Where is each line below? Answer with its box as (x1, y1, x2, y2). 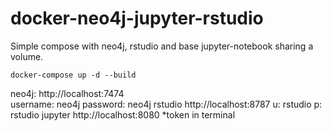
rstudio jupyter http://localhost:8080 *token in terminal (10, 108, 236, 121)
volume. (10, 50, 44, 62)
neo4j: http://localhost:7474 (10, 87, 125, 99)
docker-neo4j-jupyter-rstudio (10, 7, 264, 30)
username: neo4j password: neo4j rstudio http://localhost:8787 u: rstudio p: (10, 98, 323, 110)
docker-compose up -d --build (10, 70, 137, 80)
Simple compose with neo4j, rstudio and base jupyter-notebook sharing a (10, 40, 314, 52)
